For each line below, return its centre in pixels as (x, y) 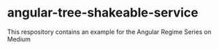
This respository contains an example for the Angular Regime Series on (109, 32)
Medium (19, 39)
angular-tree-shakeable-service (103, 13)
